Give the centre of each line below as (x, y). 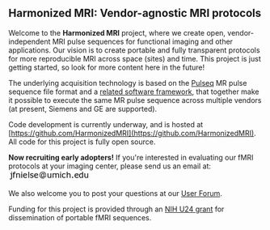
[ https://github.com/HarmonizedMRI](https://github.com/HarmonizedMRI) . (132, 133)
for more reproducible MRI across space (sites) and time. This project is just (135, 58)
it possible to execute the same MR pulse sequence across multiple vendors (135, 100)
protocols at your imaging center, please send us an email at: (110, 166)
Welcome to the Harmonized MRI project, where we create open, (117, 32)
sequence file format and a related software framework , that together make (134, 92)
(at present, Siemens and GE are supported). (83, 109)
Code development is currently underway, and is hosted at (106, 124)
